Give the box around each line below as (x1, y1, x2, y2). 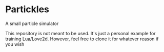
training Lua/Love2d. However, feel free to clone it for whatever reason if (5, 36, 159, 42)
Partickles (5, 4, 50, 15)
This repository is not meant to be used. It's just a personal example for (5, 30, 156, 36)
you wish (5, 41, 25, 47)
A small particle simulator (5, 20, 59, 27)
